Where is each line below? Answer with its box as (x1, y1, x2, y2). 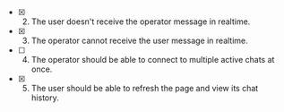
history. (30, 92, 60, 103)
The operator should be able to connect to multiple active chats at (30, 55, 275, 65)
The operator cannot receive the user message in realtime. (30, 35, 248, 46)
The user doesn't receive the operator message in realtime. (30, 16, 251, 27)
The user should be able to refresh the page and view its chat (30, 83, 259, 93)
